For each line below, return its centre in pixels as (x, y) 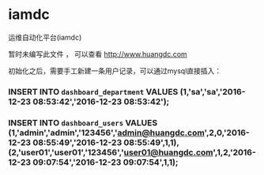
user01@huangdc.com (168, 152)
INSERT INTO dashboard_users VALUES (83, 122)
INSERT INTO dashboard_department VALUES (93, 91)
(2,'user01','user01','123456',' (66, 152)
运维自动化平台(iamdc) (45, 37)
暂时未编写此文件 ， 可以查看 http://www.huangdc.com (98, 54)
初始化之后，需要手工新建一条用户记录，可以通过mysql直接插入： (115, 71)
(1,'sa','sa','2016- (213, 91)
